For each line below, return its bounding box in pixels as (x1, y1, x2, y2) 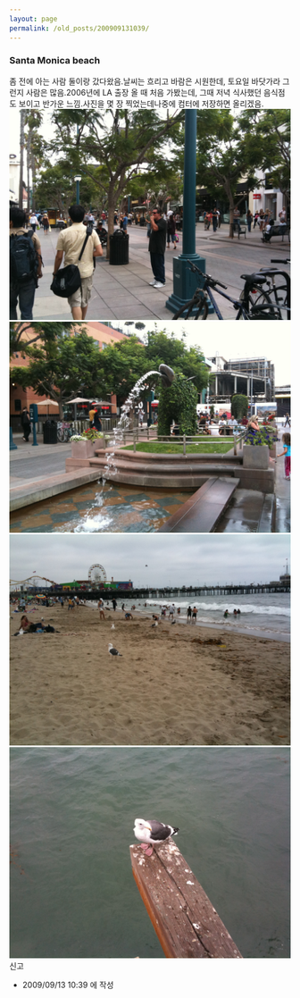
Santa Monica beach (9, 55, 101, 67)
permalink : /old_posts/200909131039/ (9, 23, 150, 33)
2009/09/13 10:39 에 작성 (21, 979, 114, 990)
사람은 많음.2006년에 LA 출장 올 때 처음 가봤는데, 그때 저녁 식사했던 (25, 87, 262, 97)
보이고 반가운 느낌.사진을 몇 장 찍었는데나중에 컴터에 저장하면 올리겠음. (18, 98, 264, 109)
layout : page (9, 14, 58, 23)
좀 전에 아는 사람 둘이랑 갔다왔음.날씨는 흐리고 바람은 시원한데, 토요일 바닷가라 (9, 76, 281, 87)
